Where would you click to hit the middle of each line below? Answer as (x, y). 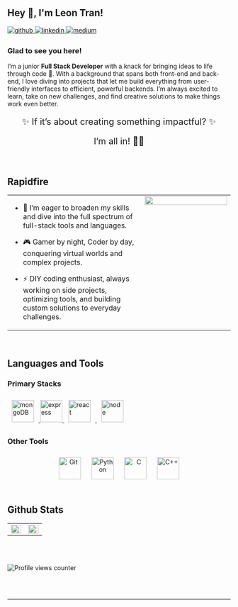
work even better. (33, 104)
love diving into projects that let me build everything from (109, 82)
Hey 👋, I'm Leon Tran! (56, 13)
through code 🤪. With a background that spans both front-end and (104, 74)
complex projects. (53, 262)
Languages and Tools (56, 363)
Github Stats (35, 510)
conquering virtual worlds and (73, 253)
